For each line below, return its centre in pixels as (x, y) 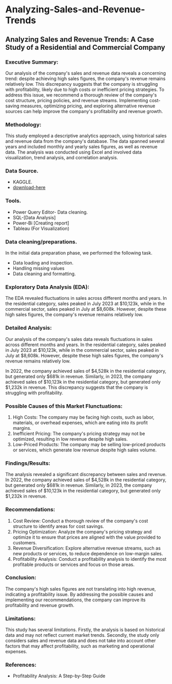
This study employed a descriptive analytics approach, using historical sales (86, 136)
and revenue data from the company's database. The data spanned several (85, 141)
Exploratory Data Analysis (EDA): (47, 287)
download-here (29, 187)
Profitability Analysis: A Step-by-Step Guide (59, 676)
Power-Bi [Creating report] (41, 223)
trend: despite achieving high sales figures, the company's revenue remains (85, 79)
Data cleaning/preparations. (41, 241)
